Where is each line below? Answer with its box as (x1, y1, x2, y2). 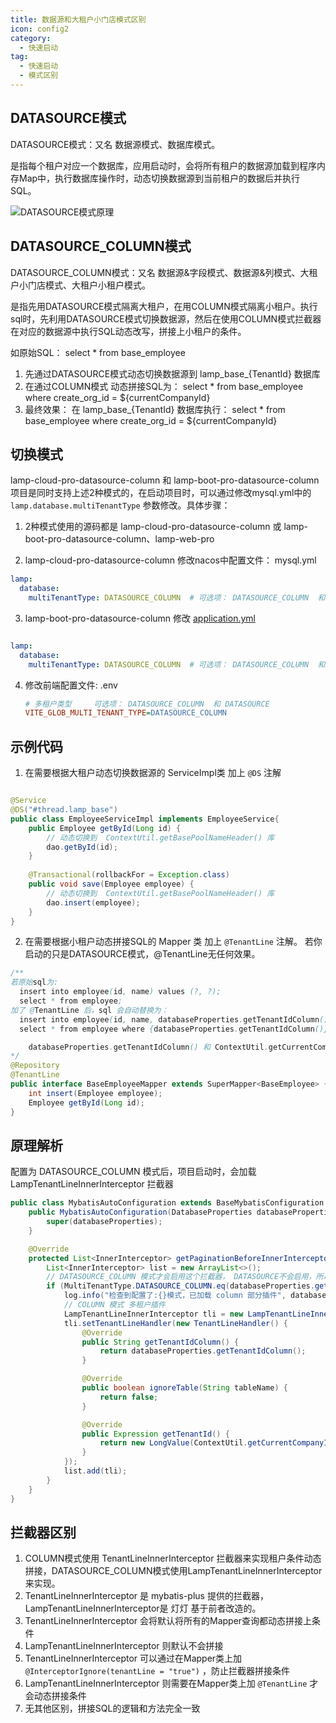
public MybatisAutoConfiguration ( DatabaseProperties (28, 1207, 253, 1218)
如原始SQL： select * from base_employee (10, 346, 186, 358)
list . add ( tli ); (63, 1466, 128, 1476)
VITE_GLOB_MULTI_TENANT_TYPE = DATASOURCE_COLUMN (24, 708, 227, 718)
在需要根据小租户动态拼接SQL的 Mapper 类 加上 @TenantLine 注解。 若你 (24, 936, 323, 948)
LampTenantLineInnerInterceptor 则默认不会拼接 (24, 1640, 224, 1652)
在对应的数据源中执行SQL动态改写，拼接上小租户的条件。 (10, 325, 247, 337)
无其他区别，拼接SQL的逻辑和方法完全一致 (24, 1702, 201, 1715)
